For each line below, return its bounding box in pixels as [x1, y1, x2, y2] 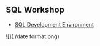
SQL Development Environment [14, 21, 94, 28]
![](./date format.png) [6, 33, 60, 40]
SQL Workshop [6, 5, 65, 15]
